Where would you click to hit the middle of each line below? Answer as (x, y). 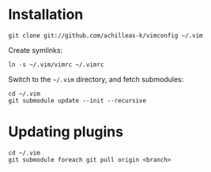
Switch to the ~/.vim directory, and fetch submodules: (96, 79)
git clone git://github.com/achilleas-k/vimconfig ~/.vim (105, 36)
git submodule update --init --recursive (77, 100)
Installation (46, 15)
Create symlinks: (36, 50)
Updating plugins (66, 132)
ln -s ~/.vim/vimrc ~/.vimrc (56, 65)
